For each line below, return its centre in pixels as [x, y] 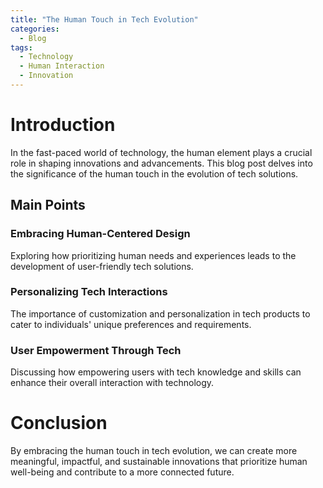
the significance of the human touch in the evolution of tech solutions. [154, 173]
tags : [21, 47]
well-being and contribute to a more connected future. [122, 472]
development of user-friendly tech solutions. [102, 266]
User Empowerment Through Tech [96, 350]
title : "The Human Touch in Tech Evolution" [104, 19]
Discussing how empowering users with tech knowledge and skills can [156, 372]
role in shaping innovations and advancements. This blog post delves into [161, 163]
